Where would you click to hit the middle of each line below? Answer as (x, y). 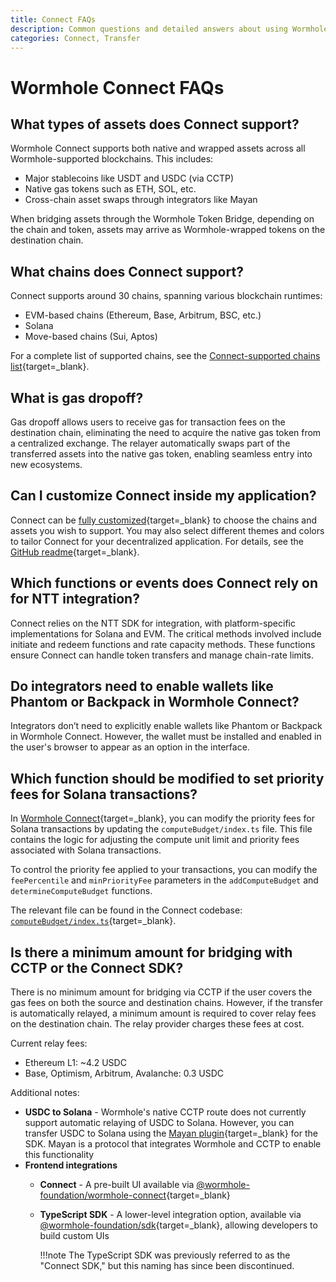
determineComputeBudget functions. (81, 891)
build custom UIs (74, 1236)
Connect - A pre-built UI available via (117, 1185)
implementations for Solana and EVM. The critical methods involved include (166, 633)
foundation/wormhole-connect (103, 1195)
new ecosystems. (46, 464)
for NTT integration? (75, 599)
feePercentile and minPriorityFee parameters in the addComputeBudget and (164, 880)
